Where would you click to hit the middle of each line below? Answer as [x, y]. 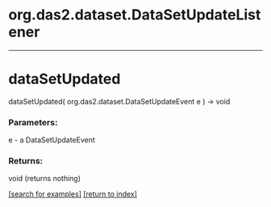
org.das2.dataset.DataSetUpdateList [135, 15]
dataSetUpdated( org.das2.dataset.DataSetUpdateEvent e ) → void [119, 101]
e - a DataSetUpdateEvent [52, 140]
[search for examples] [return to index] [73, 194]
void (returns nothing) [45, 179]
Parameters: [33, 122]
